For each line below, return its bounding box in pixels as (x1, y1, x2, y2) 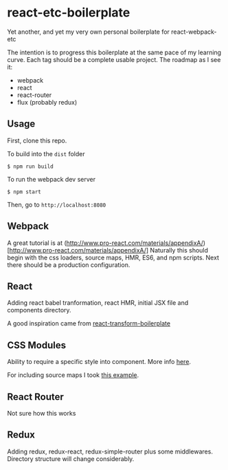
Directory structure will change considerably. (7, 454, 135, 462)
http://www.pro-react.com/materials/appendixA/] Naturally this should (9, 246, 208, 254)
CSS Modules (7, 339, 67, 351)
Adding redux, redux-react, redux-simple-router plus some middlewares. (7, 447, 213, 456)
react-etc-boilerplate (7, 5, 130, 21)
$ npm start (7, 188, 41, 195)
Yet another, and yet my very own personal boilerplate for (7, 28, 170, 36)
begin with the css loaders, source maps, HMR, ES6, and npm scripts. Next (7, 253, 220, 261)
